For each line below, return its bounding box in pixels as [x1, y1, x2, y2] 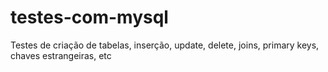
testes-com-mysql [10, 6, 169, 29]
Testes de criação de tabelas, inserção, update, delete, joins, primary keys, [10, 39, 320, 51]
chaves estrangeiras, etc [10, 49, 112, 61]
